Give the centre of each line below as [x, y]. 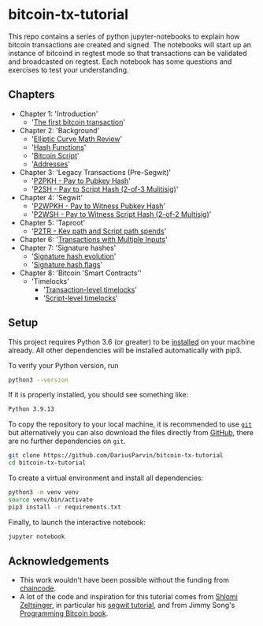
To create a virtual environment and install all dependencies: [106, 478]
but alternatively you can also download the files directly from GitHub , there [131, 433]
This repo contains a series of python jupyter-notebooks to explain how [124, 36]
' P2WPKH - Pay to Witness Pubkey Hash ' [98, 206]
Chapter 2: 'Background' [59, 130]
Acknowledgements [59, 561]
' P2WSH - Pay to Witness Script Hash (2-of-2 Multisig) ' [121, 214]
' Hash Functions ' [59, 147]
